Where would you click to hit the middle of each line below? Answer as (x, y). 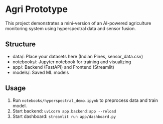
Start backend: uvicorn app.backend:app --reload (64, 111)
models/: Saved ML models (41, 72)
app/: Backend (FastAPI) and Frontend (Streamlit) (63, 67)
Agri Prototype (36, 9)
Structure (21, 44)
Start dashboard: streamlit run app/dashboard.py (64, 116)
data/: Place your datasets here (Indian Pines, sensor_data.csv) (78, 56)
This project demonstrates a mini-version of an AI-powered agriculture (78, 23)
